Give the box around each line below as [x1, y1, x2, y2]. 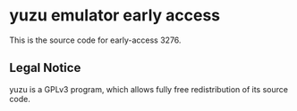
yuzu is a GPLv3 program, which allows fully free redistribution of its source [9, 83, 289, 94]
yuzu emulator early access [9, 5, 221, 26]
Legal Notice [9, 60, 81, 75]
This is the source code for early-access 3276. [9, 35, 182, 45]
